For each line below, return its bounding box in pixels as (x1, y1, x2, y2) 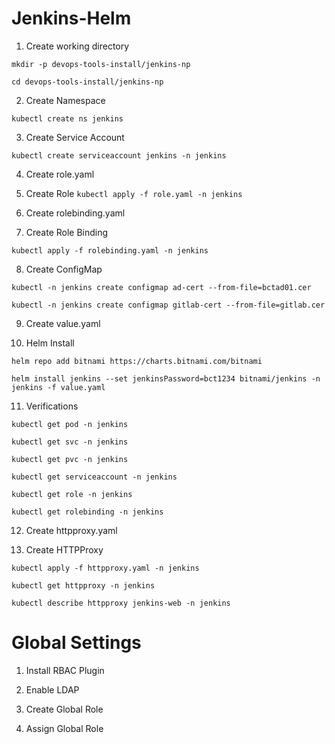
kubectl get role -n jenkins (11, 489, 133, 499)
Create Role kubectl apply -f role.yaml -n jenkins (25, 187, 243, 199)
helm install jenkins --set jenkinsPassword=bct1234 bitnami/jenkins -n (11, 373, 321, 384)
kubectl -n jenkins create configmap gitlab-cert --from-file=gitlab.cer (11, 300, 326, 310)
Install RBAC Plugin (25, 664, 105, 676)
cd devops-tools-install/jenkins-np (11, 77, 164, 87)
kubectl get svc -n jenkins (11, 437, 129, 447)
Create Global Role (25, 703, 104, 715)
